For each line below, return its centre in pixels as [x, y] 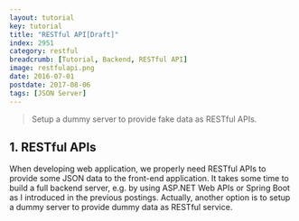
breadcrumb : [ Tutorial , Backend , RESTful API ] [98, 60]
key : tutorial [36, 26]
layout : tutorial [42, 18]
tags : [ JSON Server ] [48, 93]
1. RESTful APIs [53, 147]
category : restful [44, 51]
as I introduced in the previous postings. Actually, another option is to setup [150, 198]
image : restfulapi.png [52, 69]
